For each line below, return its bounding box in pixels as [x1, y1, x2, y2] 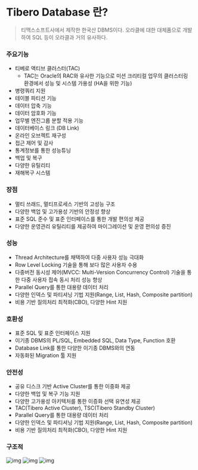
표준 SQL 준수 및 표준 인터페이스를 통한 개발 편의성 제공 [14, 215, 145, 222]
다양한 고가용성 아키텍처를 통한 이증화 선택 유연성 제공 [14, 398, 141, 405]
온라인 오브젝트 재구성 [14, 132, 67, 139]
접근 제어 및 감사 [14, 140, 54, 147]
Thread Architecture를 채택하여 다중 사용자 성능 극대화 [14, 253, 144, 261]
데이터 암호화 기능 [14, 110, 57, 117]
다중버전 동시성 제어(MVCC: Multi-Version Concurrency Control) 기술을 [14, 268, 186, 276]
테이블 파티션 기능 [14, 95, 57, 102]
